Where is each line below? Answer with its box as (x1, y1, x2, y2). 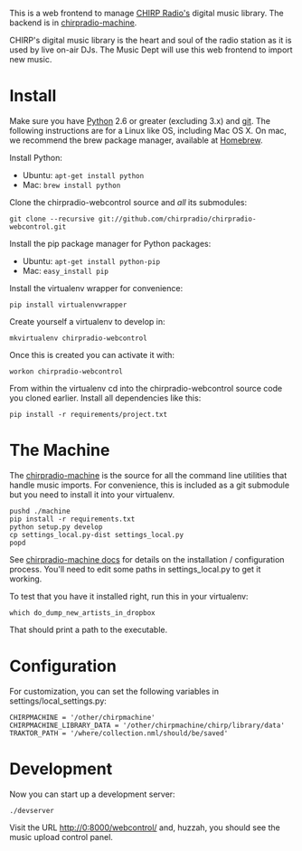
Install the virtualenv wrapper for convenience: (9, 282, 184, 293)
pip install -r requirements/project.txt (9, 410, 168, 419)
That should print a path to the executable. (9, 624, 168, 635)
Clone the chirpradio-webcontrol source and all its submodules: (9, 196, 247, 207)
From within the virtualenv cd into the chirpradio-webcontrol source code (9, 383, 283, 393)
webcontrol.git (9, 222, 67, 232)
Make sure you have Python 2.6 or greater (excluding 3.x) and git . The (9, 115, 271, 126)
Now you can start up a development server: (9, 789, 175, 799)
